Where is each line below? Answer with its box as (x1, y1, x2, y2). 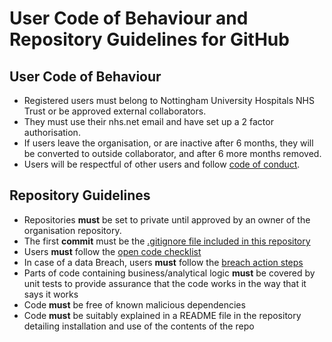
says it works (23, 288, 79, 300)
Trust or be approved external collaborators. (23, 105, 207, 117)
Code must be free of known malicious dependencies (23, 298, 246, 311)
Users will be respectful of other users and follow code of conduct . (23, 158, 301, 170)
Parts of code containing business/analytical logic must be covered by (23, 267, 316, 279)
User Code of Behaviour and (9, 7, 249, 30)
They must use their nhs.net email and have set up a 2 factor (23, 116, 274, 127)
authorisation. (23, 127, 81, 138)
